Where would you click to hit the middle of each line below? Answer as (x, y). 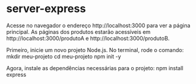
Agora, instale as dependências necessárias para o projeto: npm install (95, 68)
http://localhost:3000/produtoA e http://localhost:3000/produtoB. (88, 38)
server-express (46, 9)
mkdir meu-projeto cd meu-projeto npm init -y (64, 56)
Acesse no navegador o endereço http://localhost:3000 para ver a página (98, 25)
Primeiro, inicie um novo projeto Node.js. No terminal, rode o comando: (95, 50)
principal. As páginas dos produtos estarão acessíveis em (78, 31)
